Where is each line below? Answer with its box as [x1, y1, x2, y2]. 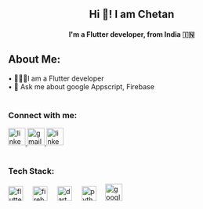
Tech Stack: [8, 166, 55, 177]
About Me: [8, 52, 61, 67]
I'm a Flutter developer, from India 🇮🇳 [68, 29, 195, 39]
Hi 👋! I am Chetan [89, 8, 175, 21]
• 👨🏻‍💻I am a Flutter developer [8, 74, 104, 83]
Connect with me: [8, 110, 78, 121]
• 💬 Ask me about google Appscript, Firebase [8, 81, 155, 91]
